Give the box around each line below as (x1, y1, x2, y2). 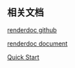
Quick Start (7, 53, 40, 61)
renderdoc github (7, 25, 57, 34)
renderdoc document (7, 39, 68, 48)
